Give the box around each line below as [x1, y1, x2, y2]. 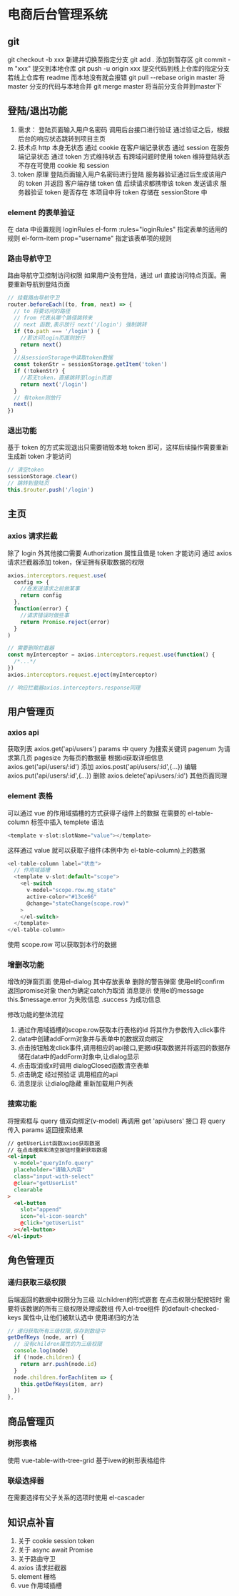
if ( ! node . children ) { [14, 1354, 81, 1362]
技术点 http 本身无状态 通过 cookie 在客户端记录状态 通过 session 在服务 [17, 143, 230, 152]
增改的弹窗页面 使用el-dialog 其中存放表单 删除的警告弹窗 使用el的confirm [7, 977, 225, 986]
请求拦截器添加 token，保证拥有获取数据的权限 [7, 557, 145, 566]
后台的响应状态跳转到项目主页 [17, 134, 106, 143]
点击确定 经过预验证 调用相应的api [17, 1070, 118, 1079]
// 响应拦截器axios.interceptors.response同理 [7, 684, 141, 691]
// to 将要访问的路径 [14, 308, 71, 315]
